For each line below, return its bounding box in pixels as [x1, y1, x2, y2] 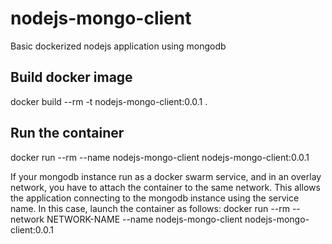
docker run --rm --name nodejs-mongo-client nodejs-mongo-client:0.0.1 [10, 151, 310, 163]
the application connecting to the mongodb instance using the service [10, 192, 300, 204]
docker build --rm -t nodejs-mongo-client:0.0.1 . [10, 95, 208, 107]
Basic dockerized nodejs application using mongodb [10, 40, 227, 52]
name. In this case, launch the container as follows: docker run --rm [10, 202, 290, 214]
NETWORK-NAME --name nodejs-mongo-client [46, 213, 243, 225]
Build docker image [10, 69, 133, 86]
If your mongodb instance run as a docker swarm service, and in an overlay [10, 170, 322, 182]
